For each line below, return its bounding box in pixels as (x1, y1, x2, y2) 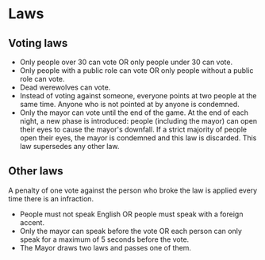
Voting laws (8, 36, 68, 50)
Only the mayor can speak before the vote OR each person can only (19, 226, 242, 235)
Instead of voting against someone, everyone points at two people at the (19, 91, 257, 100)
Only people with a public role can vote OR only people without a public (19, 66, 254, 75)
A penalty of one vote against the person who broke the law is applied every (8, 185, 258, 195)
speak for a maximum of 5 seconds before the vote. (19, 235, 190, 244)
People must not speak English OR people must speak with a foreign (19, 209, 244, 219)
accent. (19, 217, 45, 227)
